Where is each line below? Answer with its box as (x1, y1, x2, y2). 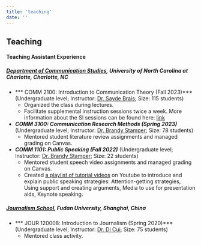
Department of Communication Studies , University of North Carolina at (6, 67, 188, 74)
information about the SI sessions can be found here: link (23, 114, 166, 121)
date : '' (6, 14, 28, 20)
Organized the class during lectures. (23, 101, 114, 109)
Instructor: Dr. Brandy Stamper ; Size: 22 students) (14, 153, 139, 160)
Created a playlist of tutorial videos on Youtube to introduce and (23, 172, 182, 179)
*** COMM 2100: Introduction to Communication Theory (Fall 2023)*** (14, 88, 193, 96)
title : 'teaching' (6, 8, 52, 15)
